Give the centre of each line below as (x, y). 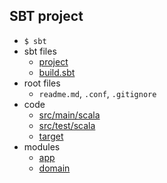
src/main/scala (69, 115)
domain (54, 168)
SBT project (46, 16)
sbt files (40, 51)
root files (42, 83)
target (51, 136)
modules (42, 146)
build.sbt (57, 72)
